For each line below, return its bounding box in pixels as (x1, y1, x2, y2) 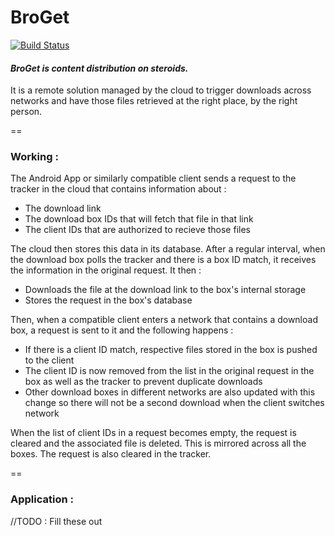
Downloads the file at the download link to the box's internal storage (24, 284, 307, 296)
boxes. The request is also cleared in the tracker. (10, 448, 212, 460)
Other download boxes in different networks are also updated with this (24, 386, 316, 398)
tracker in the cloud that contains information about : (10, 183, 227, 195)
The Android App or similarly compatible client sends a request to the (10, 172, 297, 185)
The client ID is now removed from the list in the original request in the (24, 365, 315, 377)
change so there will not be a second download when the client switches (24, 397, 325, 409)
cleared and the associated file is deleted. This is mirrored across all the (10, 437, 307, 450)
